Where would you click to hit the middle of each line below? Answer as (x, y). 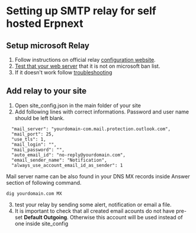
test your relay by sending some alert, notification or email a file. (93, 204)
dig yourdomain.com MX (34, 193)
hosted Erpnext (45, 23)
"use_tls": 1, (29, 139)
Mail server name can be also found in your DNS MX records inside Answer (98, 176)
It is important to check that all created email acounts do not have (94, 211)
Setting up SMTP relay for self (81, 11)
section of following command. (44, 182)
